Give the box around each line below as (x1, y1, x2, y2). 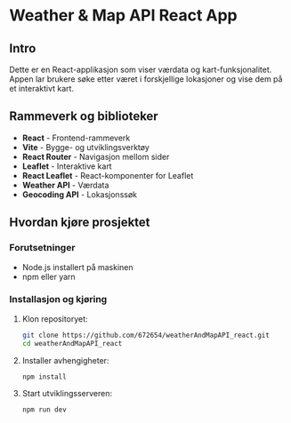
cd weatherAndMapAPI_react (21, 339, 123, 347)
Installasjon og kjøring (9, 293, 108, 306)
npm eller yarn (21, 271, 76, 282)
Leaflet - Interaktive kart (21, 161, 113, 172)
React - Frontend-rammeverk (21, 132, 131, 143)
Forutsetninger (9, 242, 76, 254)
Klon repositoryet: (21, 313, 88, 324)
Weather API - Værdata (21, 180, 109, 190)
